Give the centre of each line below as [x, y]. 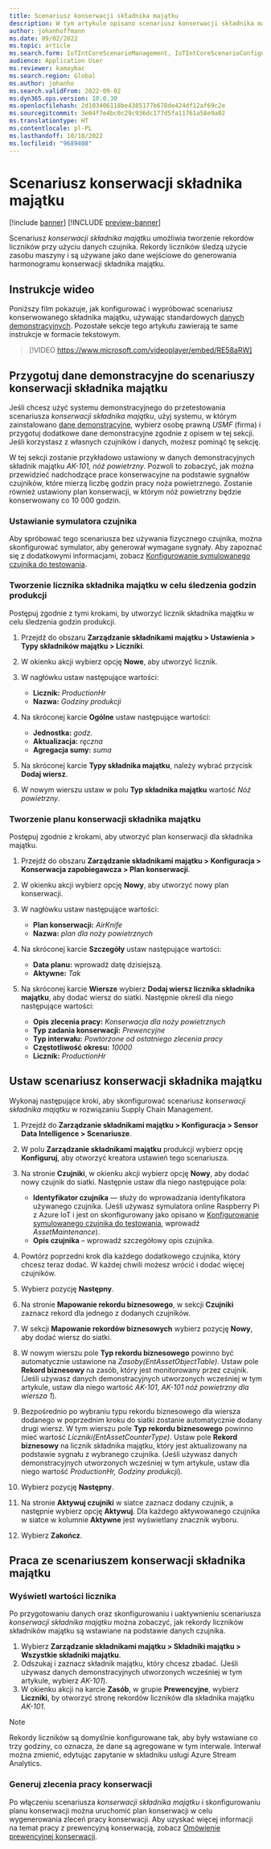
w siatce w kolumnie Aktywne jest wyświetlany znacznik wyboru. [130, 1519]
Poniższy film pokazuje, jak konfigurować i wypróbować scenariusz [121, 309]
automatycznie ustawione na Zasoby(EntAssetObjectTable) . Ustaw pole [140, 1361]
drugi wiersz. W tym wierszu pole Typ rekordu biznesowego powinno [137, 1428]
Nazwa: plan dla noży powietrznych [93, 933]
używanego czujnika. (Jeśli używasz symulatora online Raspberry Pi [146, 1206]
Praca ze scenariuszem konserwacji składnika [127, 1561]
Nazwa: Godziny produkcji [77, 701]
